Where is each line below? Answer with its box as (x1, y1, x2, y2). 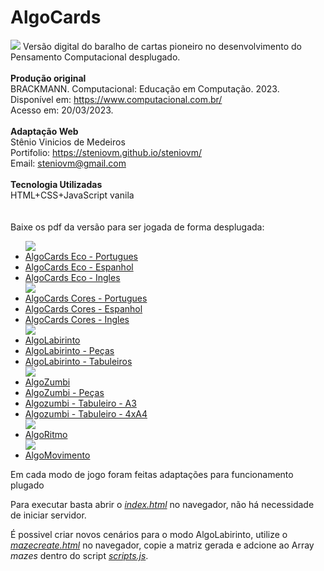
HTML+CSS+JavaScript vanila (10, 189, 135, 201)
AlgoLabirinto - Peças (24, 344, 115, 356)
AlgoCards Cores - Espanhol (24, 302, 143, 315)
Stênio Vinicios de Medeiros (10, 136, 126, 148)
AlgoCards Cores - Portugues (24, 292, 148, 304)
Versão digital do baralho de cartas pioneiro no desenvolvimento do (22, 40, 302, 52)
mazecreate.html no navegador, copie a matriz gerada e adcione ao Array (10, 539, 315, 551)
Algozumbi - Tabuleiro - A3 (24, 397, 137, 409)
